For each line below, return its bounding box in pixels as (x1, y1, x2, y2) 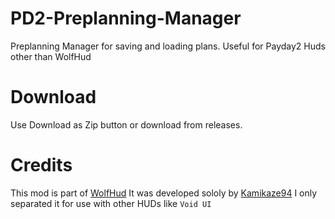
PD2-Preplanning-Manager (10, 7, 242, 30)
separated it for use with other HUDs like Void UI (10, 197, 212, 209)
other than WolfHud (10, 50, 92, 62)
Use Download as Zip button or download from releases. (10, 118, 243, 131)
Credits (10, 154, 73, 177)
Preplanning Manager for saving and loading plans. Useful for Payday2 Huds (10, 40, 326, 52)
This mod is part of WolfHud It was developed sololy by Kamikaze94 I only (10, 187, 318, 199)
